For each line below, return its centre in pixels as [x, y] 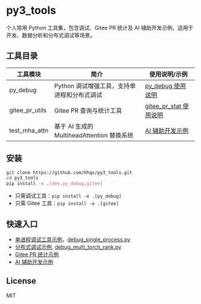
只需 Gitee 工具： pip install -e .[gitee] [67, 203]
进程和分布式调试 [78, 95]
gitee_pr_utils [28, 110]
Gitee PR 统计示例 [37, 254]
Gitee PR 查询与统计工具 [88, 110]
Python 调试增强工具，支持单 [95, 86]
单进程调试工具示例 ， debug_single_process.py [72, 239]
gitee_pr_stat [163, 106]
